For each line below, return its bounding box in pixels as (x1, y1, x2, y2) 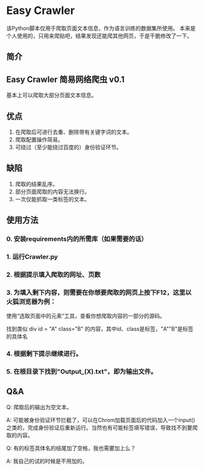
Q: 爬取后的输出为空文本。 (6, 403, 72, 410)
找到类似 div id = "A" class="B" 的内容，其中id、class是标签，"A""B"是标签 (6, 325, 194, 333)
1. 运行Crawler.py (6, 253, 58, 261)
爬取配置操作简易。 (15, 136, 64, 143)
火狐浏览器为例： (6, 297, 56, 306)
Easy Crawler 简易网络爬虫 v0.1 (6, 74, 125, 85)
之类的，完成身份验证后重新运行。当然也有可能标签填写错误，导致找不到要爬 (6, 424, 198, 431)
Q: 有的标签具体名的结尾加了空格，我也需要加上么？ (6, 444, 136, 452)
